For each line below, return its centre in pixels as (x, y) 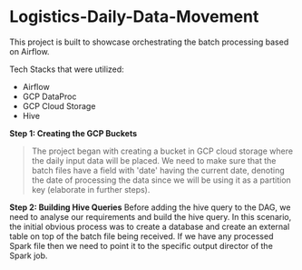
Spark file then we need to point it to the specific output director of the (141, 245)
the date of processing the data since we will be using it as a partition (161, 180)
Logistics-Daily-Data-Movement (134, 17)
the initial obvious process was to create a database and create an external (150, 226)
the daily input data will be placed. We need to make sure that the (154, 160)
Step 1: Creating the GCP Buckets (73, 133)
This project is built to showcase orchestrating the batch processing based (149, 42)
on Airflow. (29, 51)
